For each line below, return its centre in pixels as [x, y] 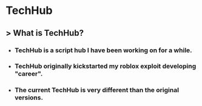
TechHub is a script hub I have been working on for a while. [103, 50]
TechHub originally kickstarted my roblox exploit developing [105, 66]
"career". [29, 74]
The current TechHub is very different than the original [97, 90]
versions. [29, 98]
